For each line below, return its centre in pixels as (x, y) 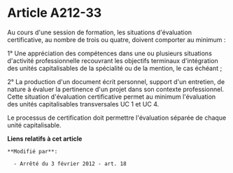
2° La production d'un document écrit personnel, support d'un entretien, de (116, 81)
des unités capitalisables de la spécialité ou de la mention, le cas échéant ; (115, 68)
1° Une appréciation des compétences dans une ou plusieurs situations (110, 53)
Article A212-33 (55, 13)
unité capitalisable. (34, 125)
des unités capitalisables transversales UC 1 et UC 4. (83, 104)
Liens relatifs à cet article (45, 139)
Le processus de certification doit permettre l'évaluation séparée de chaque (117, 118)
